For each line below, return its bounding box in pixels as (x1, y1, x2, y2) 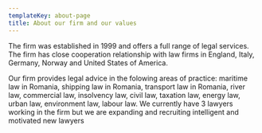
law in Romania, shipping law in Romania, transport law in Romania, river (8, 81, 245, 92)
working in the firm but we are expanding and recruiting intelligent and (8, 107, 239, 116)
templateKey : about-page (8, 11, 91, 20)
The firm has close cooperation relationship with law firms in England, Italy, (8, 49, 255, 59)
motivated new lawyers (8, 115, 85, 125)
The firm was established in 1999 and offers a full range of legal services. (8, 41, 249, 50)
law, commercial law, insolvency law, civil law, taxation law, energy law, (8, 90, 240, 100)
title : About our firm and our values (8, 19, 137, 27)
